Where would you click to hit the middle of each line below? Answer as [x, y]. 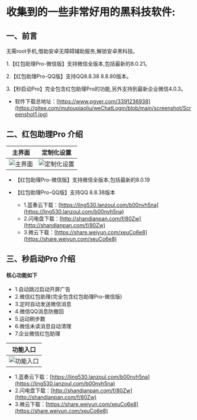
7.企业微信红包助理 [38, 334]
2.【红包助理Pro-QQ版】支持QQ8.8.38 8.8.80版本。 [69, 76]
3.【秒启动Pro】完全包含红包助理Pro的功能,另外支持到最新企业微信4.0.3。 [96, 89]
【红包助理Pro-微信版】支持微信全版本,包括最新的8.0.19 [82, 180]
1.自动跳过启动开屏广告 [43, 289]
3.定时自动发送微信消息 [43, 304]
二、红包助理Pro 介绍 [45, 135]
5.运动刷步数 [30, 319]
